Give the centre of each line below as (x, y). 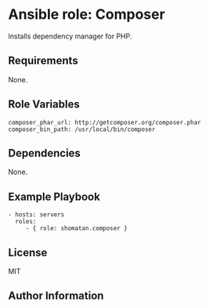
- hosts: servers (36, 215)
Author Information (56, 296)
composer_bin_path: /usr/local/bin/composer (82, 129)
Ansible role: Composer (87, 14)
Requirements (43, 61)
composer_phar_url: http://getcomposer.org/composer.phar (104, 122)
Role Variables (44, 105)
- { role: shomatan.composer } (76, 229)
